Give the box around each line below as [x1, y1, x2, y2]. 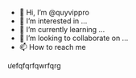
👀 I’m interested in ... [19, 16, 88, 26]
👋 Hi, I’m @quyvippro [19, 8, 90, 17]
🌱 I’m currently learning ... [19, 25, 105, 34]
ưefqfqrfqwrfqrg [7, 61, 61, 70]
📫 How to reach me [19, 43, 86, 51]
